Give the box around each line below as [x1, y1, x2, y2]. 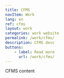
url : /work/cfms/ [18, 54, 55, 59]
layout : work [5, 26, 32, 31]
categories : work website [5, 31, 59, 36]
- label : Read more [14, 49, 55, 54]
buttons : [5, 45, 23, 50]
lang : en [5, 17, 23, 22]
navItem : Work [5, 12, 35, 17]
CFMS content [5, 68, 35, 74]
